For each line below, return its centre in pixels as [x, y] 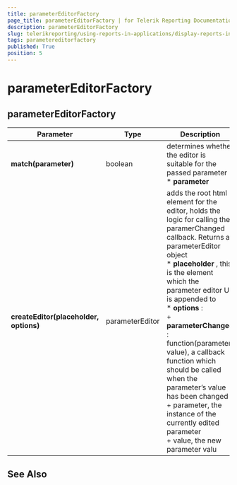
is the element [190, 272]
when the [182, 378]
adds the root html [197, 193]
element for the [192, 201]
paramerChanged [196, 228]
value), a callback [196, 352]
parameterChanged [200, 325]
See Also [27, 474]
